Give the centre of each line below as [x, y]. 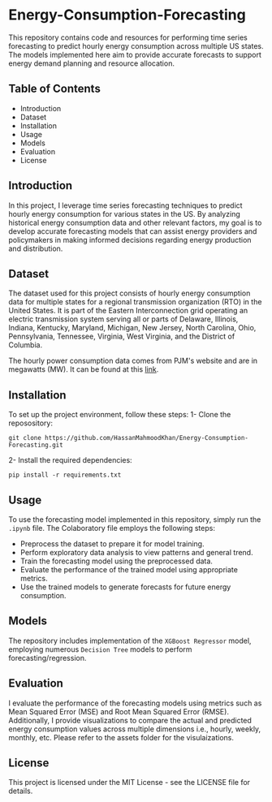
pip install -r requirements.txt [65, 475]
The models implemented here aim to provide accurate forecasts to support [135, 54]
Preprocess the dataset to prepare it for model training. [112, 544]
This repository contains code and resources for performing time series [128, 37]
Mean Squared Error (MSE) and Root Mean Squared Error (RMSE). [119, 711]
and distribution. [36, 248]
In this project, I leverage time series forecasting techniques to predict [125, 205]
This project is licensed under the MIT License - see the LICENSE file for [129, 783]
